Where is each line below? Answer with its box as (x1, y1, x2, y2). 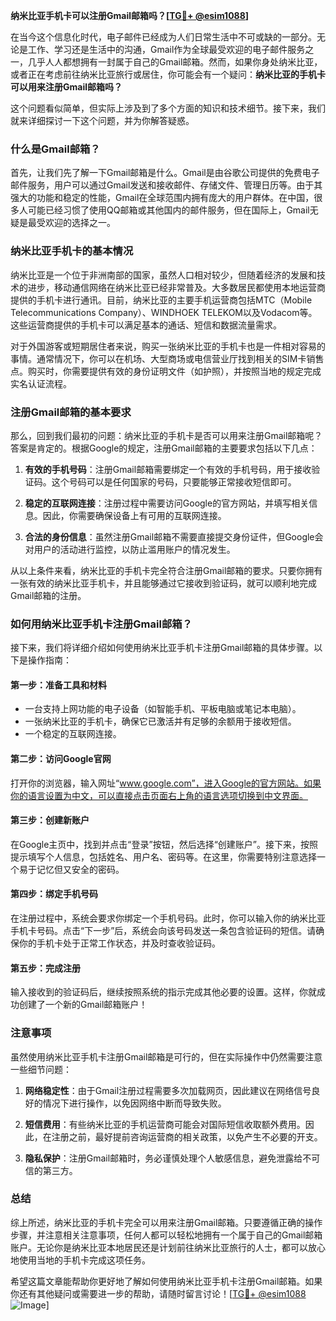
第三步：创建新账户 (10, 814, 90, 826)
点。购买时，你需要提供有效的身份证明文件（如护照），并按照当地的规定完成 (10, 365, 322, 377)
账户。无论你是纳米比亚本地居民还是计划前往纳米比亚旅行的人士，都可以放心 (10, 1241, 326, 1253)
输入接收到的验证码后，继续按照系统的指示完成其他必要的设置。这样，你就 (10, 986, 317, 998)
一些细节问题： (10, 1063, 72, 1075)
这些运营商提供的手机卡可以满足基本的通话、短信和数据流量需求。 (10, 319, 282, 331)
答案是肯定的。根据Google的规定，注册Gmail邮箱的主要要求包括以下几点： (10, 442, 318, 454)
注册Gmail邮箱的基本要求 (10, 405, 132, 419)
